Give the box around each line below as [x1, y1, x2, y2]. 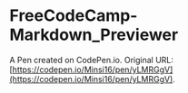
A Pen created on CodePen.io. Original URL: [9, 54, 174, 65]
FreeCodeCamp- [9, 5, 138, 26]
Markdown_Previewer [9, 24, 179, 45]
